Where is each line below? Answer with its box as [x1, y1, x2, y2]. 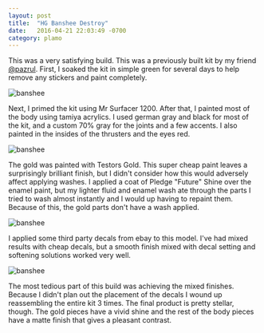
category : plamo [8, 34, 62, 42]
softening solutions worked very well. [8, 251, 132, 260]
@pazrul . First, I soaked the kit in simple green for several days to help [8, 65, 240, 74]
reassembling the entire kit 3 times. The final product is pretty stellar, [8, 299, 234, 308]
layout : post [8, 11, 52, 20]
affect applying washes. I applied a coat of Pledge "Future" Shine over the [8, 177, 252, 187]
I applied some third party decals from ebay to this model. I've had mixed [8, 233, 249, 244]
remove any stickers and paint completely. [8, 73, 148, 82]
